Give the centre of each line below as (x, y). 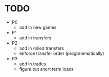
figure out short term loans (46, 69)
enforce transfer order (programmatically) (62, 53)
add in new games (38, 27)
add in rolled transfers (41, 48)
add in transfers (35, 38)
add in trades (33, 64)
